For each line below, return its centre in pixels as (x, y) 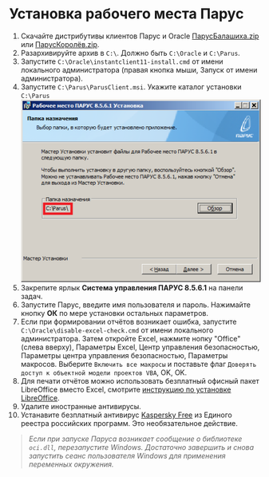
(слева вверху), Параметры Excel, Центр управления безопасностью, (140, 347)
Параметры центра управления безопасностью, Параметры (124, 356)
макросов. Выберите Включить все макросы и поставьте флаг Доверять (138, 365)
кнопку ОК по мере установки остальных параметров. (114, 313)
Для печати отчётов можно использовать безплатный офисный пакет (140, 381)
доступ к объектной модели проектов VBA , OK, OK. (104, 373)
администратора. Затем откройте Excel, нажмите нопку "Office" (131, 339)
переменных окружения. (71, 464)
